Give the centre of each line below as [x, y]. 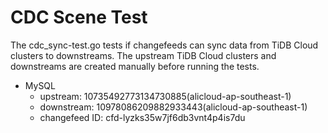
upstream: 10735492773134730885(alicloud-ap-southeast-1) [165, 96]
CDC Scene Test [79, 17]
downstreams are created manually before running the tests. [135, 66]
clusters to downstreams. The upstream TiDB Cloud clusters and [143, 55]
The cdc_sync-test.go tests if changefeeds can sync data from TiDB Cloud [164, 45]
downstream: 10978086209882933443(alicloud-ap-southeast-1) [173, 107]
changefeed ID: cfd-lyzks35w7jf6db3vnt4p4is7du [142, 117]
